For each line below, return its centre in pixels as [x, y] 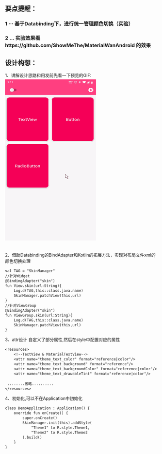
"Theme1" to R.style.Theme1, [60, 428]
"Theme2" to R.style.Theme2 [59, 433]
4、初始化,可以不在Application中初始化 [44, 398]
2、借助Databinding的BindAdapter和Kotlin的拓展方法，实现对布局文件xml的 [81, 255]
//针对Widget [17, 276]
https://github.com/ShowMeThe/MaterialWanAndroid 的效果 [78, 45]
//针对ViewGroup [21, 306]
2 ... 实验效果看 [23, 38]
